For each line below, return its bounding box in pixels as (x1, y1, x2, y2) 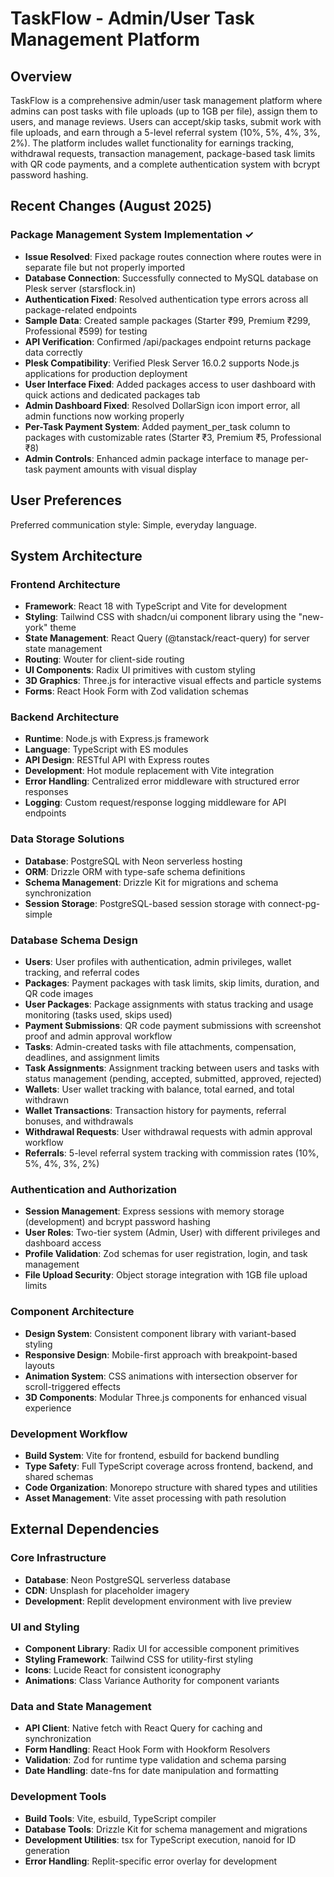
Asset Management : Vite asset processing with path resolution (24, 1492, 287, 1504)
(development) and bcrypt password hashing (24, 1216, 211, 1228)
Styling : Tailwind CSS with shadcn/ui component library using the (24, 611, 297, 623)
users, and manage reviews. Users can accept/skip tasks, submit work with (10, 116, 322, 127)
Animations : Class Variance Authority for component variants (24, 1674, 280, 1686)
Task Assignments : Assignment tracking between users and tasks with (24, 1062, 320, 1074)
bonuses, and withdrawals (24, 1115, 134, 1127)
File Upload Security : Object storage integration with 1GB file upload (24, 1269, 308, 1281)
